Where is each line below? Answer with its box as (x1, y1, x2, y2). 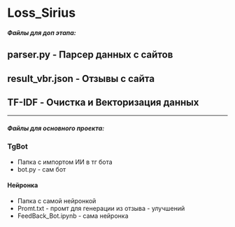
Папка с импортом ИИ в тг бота (17, 158, 113, 166)
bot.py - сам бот (17, 165, 66, 173)
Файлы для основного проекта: (7, 124, 105, 132)
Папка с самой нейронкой (17, 196, 97, 205)
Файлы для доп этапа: (7, 28, 76, 36)
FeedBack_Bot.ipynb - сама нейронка (17, 212, 129, 220)
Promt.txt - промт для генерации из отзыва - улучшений (17, 204, 185, 212)
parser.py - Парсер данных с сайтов (7, 49, 173, 61)
